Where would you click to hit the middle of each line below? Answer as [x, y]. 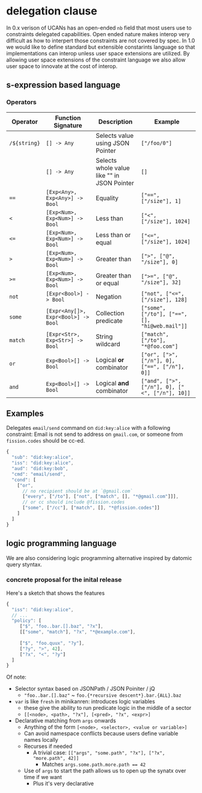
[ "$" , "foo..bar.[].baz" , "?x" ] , [61, 627]
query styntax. [24, 564]
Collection [110, 313]
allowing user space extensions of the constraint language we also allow [96, 60]
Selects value [115, 135]
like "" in [108, 175]
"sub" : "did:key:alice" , [43, 458]
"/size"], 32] [161, 282]
